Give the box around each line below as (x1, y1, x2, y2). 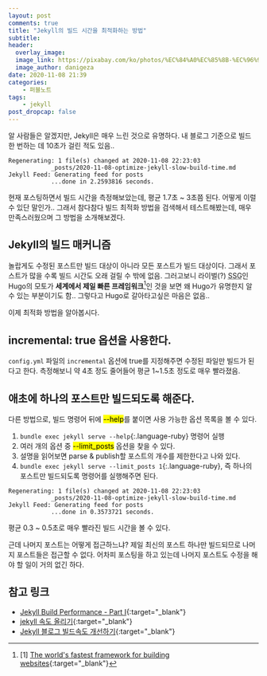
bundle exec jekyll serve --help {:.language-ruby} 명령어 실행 (19, 431, 225, 441)
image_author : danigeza (15, 64, 94, 72)
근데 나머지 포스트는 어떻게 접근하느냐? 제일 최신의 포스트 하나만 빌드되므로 (8, 540, 241, 550)
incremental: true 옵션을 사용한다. (8, 333, 172, 347)
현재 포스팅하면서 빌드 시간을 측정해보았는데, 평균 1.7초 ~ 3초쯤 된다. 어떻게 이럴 (8, 193, 257, 202)
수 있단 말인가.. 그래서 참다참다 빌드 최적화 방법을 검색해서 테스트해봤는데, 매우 (8, 202, 252, 212)
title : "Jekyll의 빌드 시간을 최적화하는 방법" (8, 26, 147, 34)
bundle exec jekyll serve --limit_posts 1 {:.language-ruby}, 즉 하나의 (19, 462, 253, 471)
